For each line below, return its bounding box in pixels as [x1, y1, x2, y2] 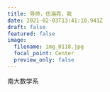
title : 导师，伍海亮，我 [7, 10, 72, 18]
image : [7, 37, 27, 44]
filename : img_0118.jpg [13, 43, 84, 50]
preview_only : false [13, 57, 75, 64]
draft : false [7, 23, 46, 30]
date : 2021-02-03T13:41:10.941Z [7, 17, 103, 24]
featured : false [7, 30, 55, 38]
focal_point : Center [13, 50, 75, 57]
